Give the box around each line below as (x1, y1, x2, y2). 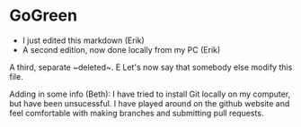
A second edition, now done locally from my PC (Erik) (22, 44, 221, 55)
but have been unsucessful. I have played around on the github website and (9, 97, 290, 108)
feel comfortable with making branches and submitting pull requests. (9, 107, 264, 118)
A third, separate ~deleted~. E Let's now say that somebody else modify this (9, 62, 293, 72)
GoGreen (9, 5, 78, 26)
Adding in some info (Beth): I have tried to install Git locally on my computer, (9, 89, 291, 99)
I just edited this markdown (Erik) (22, 35, 146, 46)
